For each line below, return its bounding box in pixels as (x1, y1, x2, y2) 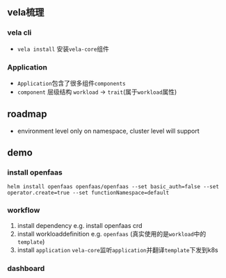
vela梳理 (7, 6, 45, 19)
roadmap (7, 108, 47, 120)
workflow (7, 206, 40, 215)
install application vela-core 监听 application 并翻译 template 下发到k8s (17, 245, 218, 254)
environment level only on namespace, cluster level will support (17, 126, 200, 135)
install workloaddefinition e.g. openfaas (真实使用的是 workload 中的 (17, 229, 207, 238)
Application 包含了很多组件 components (17, 79, 127, 87)
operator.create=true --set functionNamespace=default (7, 190, 170, 197)
